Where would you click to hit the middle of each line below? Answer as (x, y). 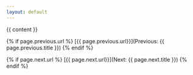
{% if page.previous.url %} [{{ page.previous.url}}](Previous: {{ (85, 41)
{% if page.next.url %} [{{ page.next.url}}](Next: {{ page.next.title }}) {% (97, 59)
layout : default (27, 12)
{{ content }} (22, 29)
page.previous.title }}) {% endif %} (50, 48)
